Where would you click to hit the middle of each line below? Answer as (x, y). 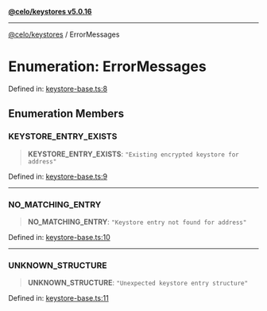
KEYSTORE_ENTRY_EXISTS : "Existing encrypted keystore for (133, 154)
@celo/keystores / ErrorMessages (64, 34)
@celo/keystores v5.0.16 (50, 12)
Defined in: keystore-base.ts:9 (58, 176)
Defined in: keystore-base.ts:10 (59, 237)
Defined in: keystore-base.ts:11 (58, 298)
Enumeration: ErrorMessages (107, 67)
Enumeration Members (66, 114)
